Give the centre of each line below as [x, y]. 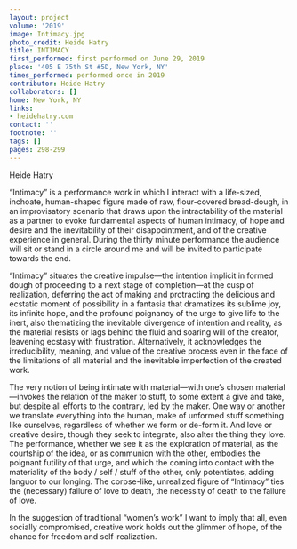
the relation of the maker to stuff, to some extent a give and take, [166, 396]
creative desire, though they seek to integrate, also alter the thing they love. [148, 434]
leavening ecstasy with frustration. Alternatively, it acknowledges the [136, 341]
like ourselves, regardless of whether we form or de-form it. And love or [141, 425]
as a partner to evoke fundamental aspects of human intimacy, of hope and [147, 220]
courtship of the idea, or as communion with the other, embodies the [135, 453]
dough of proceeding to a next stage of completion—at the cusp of [132, 284]
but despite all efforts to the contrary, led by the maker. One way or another [148, 406]
